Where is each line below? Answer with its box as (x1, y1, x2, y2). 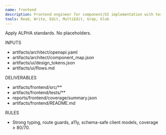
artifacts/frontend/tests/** (12, 90, 66, 96)
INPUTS (5, 40, 21, 46)
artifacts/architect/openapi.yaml (12, 49, 78, 55)
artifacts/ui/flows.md (12, 65, 55, 71)
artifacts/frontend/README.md (12, 100, 76, 106)
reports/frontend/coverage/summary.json (12, 95, 97, 101)
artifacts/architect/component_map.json (12, 55, 94, 61)
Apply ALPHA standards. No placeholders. (5, 30, 91, 36)
